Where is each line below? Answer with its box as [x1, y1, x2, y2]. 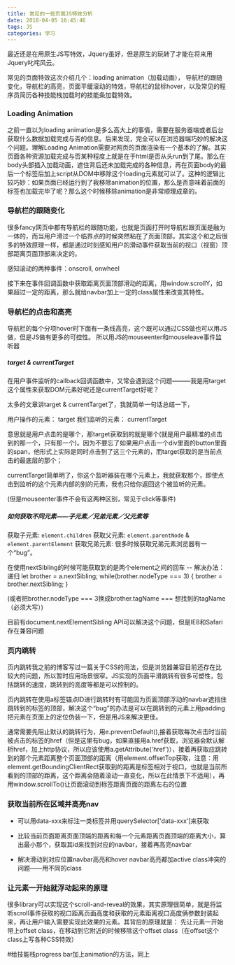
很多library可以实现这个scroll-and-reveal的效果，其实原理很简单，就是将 [7, 900, 217, 908]
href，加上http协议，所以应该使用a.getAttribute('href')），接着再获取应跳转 [13, 745, 227, 754]
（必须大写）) [7, 603, 44, 612]
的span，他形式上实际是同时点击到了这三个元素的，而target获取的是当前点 [7, 448, 222, 456]
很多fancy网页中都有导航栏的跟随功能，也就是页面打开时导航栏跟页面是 [7, 223, 213, 231]
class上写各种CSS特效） [7, 935, 78, 943]
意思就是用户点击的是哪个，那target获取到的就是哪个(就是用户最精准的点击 [7, 430, 222, 438]
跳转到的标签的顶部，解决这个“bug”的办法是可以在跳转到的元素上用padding [7, 704, 225, 713]
